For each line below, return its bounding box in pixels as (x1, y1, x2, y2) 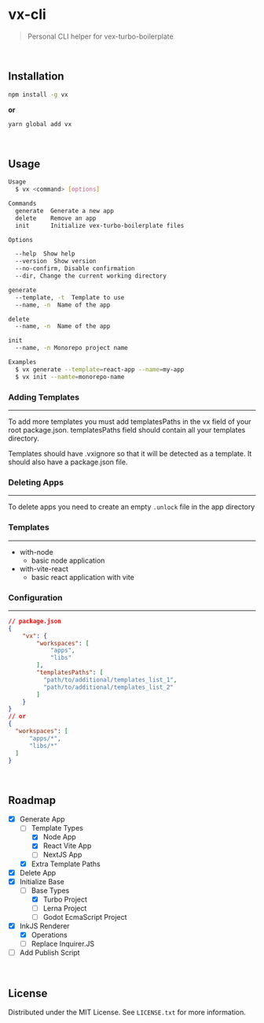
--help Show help (15, 250, 76, 258)
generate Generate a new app (15, 206, 114, 214)
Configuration (8, 592, 63, 603)
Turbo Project (42, 895, 88, 904)
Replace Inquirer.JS (31, 939, 95, 949)
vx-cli (8, 6, 47, 24)
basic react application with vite (31, 572, 135, 582)
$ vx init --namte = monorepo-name (15, 373, 125, 381)
